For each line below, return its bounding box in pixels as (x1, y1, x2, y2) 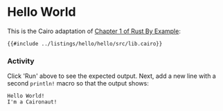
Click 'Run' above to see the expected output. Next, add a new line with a (7, 72, 216, 80)
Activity (7, 56, 35, 65)
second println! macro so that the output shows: (7, 79, 149, 88)
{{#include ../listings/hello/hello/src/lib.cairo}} (7, 40, 163, 47)
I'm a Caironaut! (7, 99, 57, 105)
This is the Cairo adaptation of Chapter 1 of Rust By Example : (7, 27, 181, 35)
